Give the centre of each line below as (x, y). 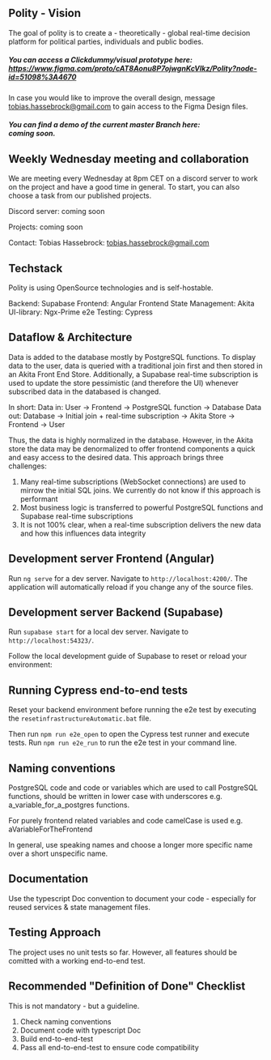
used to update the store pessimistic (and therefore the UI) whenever (123, 383)
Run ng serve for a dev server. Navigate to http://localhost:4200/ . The (128, 578)
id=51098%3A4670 (42, 77)
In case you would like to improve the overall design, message (112, 97)
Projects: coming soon (46, 227)
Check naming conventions (66, 1021)
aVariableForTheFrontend (51, 829)
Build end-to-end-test (57, 1039)
